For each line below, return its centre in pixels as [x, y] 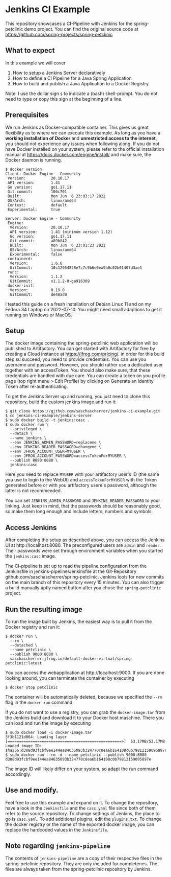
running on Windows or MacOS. [39, 315]
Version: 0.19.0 [37, 290]
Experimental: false [36, 254]
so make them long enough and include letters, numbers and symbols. [79, 512]
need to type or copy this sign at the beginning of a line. [64, 99]
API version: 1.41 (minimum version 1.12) [61, 232]
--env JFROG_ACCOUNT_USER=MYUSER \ [48, 452]
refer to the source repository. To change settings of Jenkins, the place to [82, 813]
